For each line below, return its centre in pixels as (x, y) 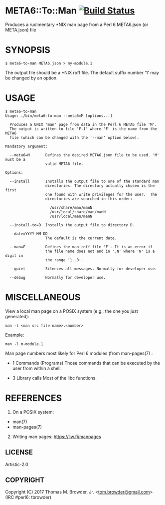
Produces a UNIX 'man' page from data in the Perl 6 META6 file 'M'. (83, 124)
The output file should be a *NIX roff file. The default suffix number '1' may (82, 72)
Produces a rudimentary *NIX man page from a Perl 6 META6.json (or (77, 24)
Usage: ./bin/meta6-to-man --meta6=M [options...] (59, 116)
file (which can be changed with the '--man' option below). (75, 137)
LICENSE (19, 452)
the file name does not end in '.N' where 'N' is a (100, 251)
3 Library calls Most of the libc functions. (55, 378)
